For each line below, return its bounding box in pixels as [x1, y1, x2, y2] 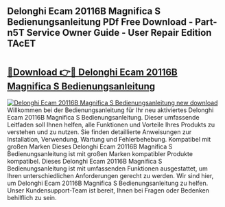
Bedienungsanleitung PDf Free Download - [7, 17, 193, 28]
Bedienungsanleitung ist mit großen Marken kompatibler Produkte [7, 150, 193, 157]
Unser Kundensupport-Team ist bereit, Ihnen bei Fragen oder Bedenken [7, 186, 209, 195]
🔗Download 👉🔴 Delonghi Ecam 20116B [7, 66, 178, 78]
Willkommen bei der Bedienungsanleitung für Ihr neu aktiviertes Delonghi [7, 106, 214, 114]
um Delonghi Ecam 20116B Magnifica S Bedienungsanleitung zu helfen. [7, 179, 209, 187]
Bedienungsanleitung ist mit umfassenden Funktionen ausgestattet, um [7, 164, 208, 173]
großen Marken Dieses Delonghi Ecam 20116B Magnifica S [7, 142, 173, 151]
